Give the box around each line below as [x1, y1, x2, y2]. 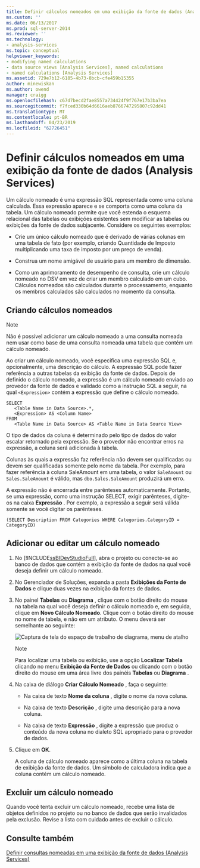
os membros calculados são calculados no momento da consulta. [14, 288, 176, 295]
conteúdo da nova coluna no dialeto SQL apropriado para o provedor [23, 728, 193, 735]
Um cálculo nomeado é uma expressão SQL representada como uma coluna [6, 196, 193, 203]
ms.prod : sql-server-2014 [6, 25, 70, 32]
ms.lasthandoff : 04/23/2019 [6, 120, 76, 126]
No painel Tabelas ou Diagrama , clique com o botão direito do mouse [14, 596, 187, 604]
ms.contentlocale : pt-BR [6, 114, 68, 120]
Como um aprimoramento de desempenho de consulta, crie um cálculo [14, 269, 190, 276]
